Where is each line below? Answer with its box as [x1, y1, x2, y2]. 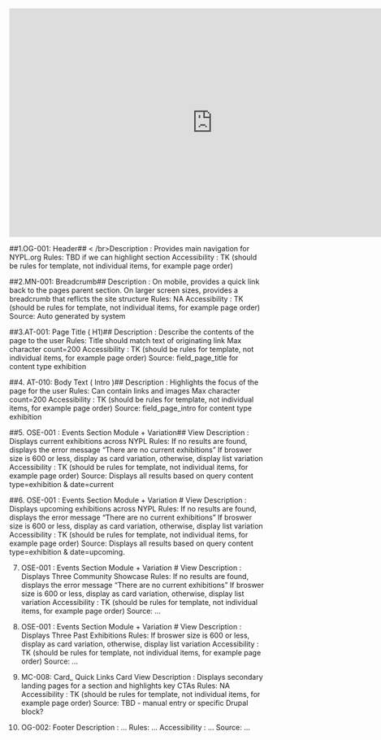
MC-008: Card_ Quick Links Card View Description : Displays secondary [20, 673, 263, 681]
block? [20, 707, 44, 716]
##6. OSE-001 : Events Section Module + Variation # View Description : [9, 495, 247, 505]
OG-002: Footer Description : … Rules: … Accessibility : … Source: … [20, 723, 251, 732]
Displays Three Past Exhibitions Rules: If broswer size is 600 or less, [20, 630, 250, 640]
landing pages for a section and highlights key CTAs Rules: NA [20, 681, 231, 690]
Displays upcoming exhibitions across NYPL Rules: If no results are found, [9, 504, 257, 513]
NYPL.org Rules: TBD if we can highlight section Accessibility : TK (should [9, 252, 258, 262]
